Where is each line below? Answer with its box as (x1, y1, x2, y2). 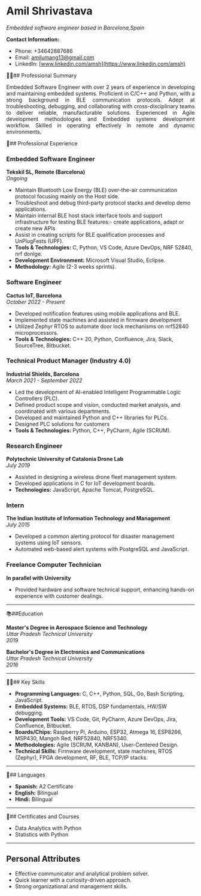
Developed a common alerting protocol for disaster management (14, 533, 175, 540)
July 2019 (6, 462, 31, 469)
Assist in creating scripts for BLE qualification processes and (14, 231, 165, 239)
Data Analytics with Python (14, 824, 82, 832)
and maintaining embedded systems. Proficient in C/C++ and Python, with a (6, 90, 195, 97)
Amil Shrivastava (6, 4, 93, 18)
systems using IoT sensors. (14, 539, 83, 546)
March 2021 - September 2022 (6, 377, 83, 384)
